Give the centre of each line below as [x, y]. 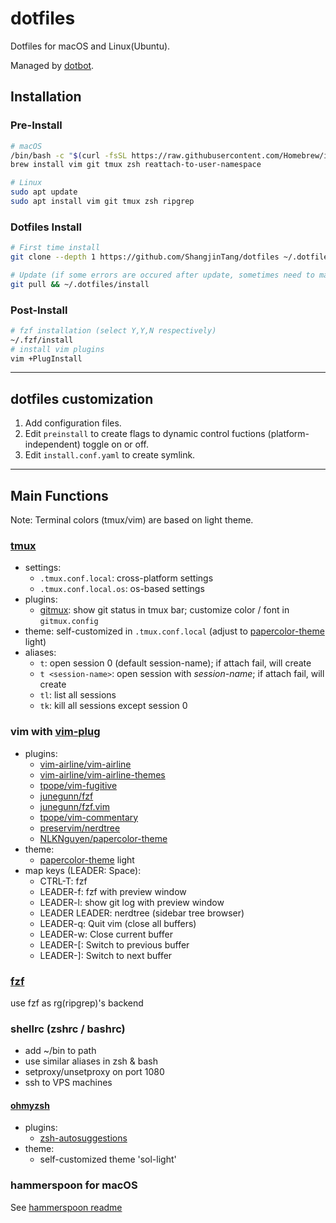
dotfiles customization [82, 398]
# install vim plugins [57, 349]
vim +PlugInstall [46, 358]
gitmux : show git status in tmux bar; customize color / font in [164, 610]
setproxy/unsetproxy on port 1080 [94, 1072]
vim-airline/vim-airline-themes [102, 774]
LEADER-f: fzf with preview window [113, 891]
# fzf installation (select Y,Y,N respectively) [113, 330]
